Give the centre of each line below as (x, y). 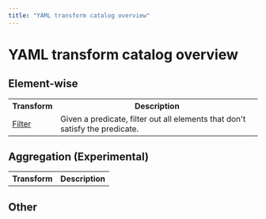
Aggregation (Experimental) (78, 157)
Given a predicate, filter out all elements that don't (153, 119)
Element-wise (43, 84)
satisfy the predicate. (100, 129)
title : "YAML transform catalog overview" (79, 15)
